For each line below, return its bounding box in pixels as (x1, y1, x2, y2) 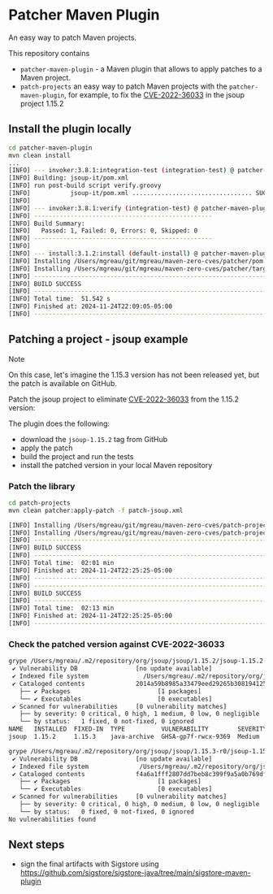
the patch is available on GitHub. (8, 378, 118, 388)
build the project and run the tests (19, 451, 134, 461)
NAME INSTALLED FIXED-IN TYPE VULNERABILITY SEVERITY (8, 725, 267, 733)
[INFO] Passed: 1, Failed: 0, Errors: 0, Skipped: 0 (8, 227, 198, 235)
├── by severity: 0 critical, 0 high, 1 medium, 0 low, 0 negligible (19, 710, 260, 718)
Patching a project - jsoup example (8, 332, 188, 346)
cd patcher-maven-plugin (8, 144, 93, 152)
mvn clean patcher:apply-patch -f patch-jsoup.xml (8, 506, 184, 514)
